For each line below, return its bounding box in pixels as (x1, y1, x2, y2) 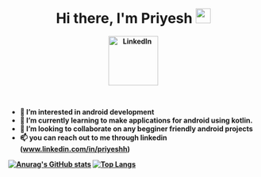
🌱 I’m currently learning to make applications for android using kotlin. (19, 115, 253, 125)
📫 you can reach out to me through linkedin (19, 133, 168, 142)
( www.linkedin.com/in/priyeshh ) (19, 144, 131, 153)
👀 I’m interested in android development (19, 107, 155, 116)
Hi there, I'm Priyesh (56, 9, 193, 28)
